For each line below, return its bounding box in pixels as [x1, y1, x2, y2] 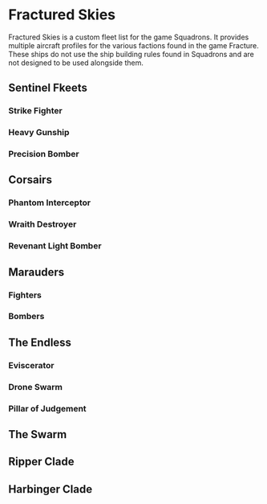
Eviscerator [8, 359, 55, 371]
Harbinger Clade [8, 482, 93, 496]
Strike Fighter [8, 105, 63, 117]
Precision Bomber [8, 149, 79, 160]
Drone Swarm [8, 381, 63, 392]
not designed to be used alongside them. [8, 58, 144, 68]
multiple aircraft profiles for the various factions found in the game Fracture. [8, 40, 259, 50]
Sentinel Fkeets [8, 81, 88, 95]
